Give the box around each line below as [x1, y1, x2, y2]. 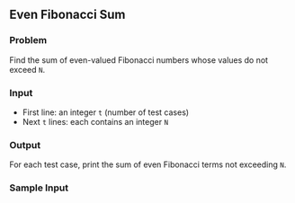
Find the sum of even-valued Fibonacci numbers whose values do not [9, 54, 268, 66]
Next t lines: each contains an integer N [22, 116, 169, 127]
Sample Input [9, 181, 69, 194]
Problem [9, 34, 48, 47]
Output [9, 138, 41, 151]
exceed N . [9, 64, 46, 75]
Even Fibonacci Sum [9, 7, 126, 22]
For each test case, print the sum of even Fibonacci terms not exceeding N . [9, 159, 287, 170]
